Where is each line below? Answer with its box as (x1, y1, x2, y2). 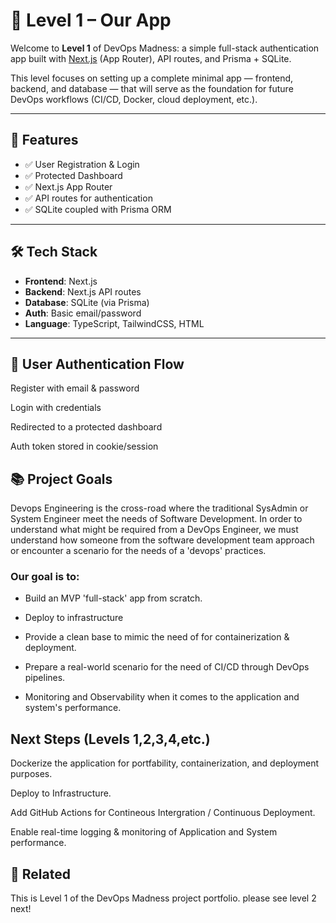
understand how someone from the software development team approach (10, 534, 315, 546)
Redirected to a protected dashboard (10, 421, 163, 433)
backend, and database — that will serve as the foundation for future (10, 82, 294, 94)
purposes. (10, 768, 53, 780)
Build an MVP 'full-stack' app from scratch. (24, 592, 203, 604)
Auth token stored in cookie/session (10, 440, 159, 453)
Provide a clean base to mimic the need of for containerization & (24, 631, 290, 643)
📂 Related (10, 865, 71, 883)
